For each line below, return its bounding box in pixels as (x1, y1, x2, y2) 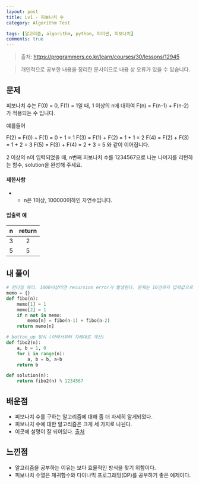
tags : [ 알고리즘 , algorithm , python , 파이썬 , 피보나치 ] (6, 30, 134, 36)
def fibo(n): (6, 296, 39, 302)
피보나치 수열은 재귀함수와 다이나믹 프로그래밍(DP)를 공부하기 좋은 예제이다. (14, 471, 191, 479)
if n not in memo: (17, 312, 62, 318)
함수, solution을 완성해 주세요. (12, 161, 83, 168)
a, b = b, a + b (27, 356, 62, 362)
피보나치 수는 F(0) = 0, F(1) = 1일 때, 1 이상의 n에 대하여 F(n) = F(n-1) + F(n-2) (6, 102, 189, 109)
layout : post (6, 8, 39, 15)
